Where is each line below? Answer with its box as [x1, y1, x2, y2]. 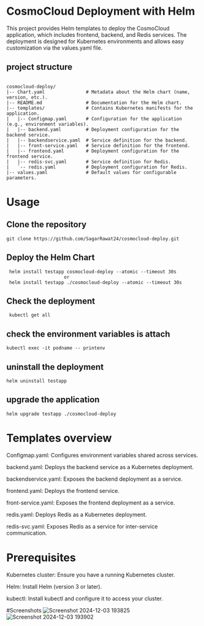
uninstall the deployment [6, 362, 104, 372]
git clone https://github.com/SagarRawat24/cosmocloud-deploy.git [6, 235, 179, 242]
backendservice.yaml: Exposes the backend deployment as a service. [6, 475, 183, 483]
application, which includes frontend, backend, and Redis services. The [6, 31, 187, 38]
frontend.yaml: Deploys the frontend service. [6, 487, 119, 494]
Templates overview [6, 431, 112, 445]
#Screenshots [6, 606, 42, 614]
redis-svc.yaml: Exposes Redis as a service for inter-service [6, 522, 158, 530]
